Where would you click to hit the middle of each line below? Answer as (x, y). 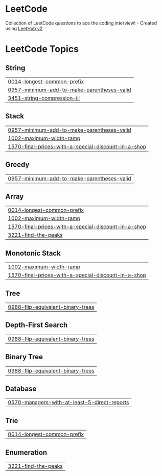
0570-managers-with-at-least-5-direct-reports (68, 403)
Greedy (17, 165)
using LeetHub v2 (24, 28)
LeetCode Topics (42, 49)
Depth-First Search (37, 325)
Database (21, 389)
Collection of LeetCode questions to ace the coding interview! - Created (81, 23)
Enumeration (26, 452)
